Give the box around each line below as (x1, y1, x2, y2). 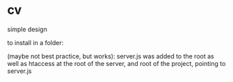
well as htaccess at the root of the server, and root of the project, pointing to (7, 59, 226, 67)
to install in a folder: (7, 38, 64, 47)
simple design (7, 25, 47, 33)
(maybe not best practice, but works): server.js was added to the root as (7, 51, 214, 60)
